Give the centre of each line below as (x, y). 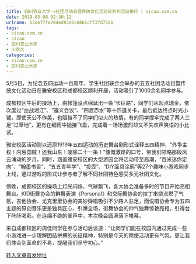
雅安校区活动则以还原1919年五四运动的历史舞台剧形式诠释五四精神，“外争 (94, 145)
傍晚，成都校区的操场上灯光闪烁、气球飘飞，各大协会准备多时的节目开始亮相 (98, 186)
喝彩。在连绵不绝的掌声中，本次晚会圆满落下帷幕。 (83, 216)
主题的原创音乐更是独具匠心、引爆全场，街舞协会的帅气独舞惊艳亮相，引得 (95, 208)
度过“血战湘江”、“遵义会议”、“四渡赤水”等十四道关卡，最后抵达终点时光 (97, 110)
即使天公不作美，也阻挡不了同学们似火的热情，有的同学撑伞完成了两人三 (103, 118)
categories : (20, 55)
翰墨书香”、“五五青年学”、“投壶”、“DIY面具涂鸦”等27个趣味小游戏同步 (105, 167)
